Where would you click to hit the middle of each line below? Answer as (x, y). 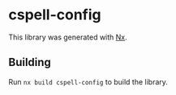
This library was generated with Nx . (68, 37)
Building (30, 62)
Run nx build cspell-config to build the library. (88, 81)
